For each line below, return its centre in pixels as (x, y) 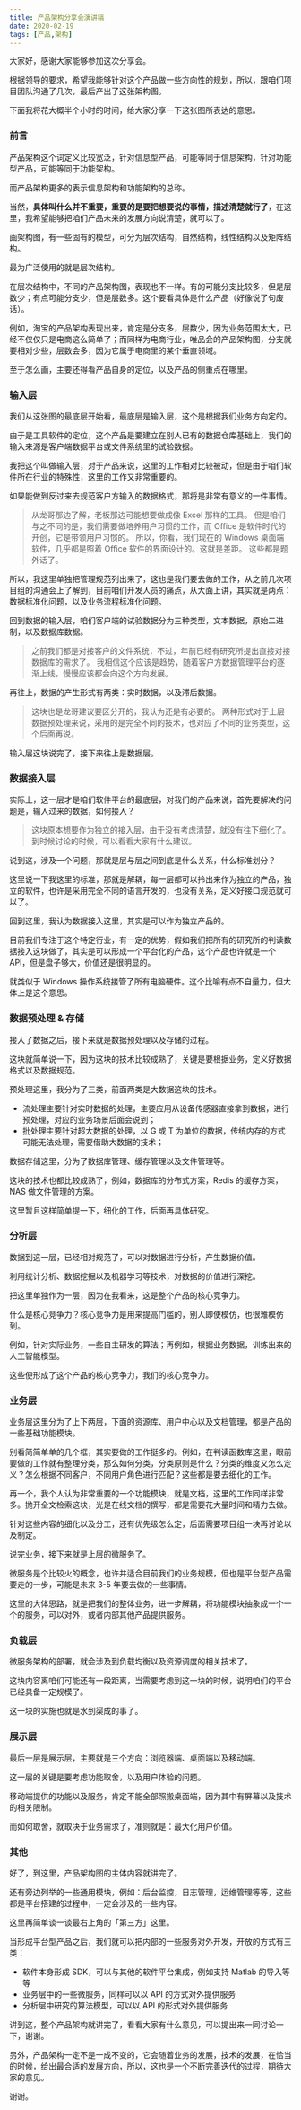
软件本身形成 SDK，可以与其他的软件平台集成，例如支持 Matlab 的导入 (152, 1972)
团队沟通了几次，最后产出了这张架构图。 (91, 92)
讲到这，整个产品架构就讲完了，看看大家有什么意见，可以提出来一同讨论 (142, 2025)
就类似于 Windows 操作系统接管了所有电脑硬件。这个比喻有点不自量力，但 (146, 982)
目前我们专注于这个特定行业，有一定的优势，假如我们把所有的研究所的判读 (146, 940)
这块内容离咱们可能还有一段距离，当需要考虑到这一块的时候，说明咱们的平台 (150, 1681)
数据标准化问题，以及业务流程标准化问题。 (88, 601)
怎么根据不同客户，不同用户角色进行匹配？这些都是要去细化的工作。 (150, 1475)
